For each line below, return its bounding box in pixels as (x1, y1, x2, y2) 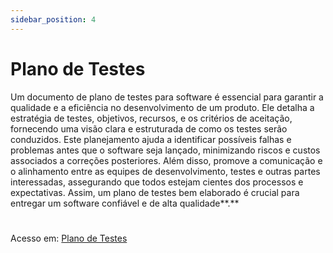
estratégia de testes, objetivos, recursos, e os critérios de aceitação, (10, 112, 293, 124)
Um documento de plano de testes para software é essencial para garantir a (10, 91, 324, 103)
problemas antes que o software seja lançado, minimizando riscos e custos (10, 144, 321, 156)
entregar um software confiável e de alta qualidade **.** (10, 197, 240, 209)
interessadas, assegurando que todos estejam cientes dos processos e (10, 176, 304, 188)
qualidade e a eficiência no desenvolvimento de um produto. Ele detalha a (10, 101, 315, 113)
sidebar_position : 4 (10, 14, 97, 25)
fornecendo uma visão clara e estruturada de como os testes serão (10, 122, 288, 135)
